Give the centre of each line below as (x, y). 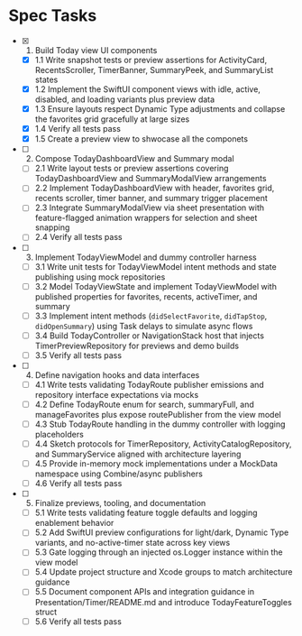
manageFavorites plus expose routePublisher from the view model (158, 414)
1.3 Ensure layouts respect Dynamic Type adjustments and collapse (160, 109)
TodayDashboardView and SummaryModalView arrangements (151, 179)
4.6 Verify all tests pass (78, 484)
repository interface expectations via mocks (117, 394)
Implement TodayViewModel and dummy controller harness (146, 257)
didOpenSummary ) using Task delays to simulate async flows (144, 326)
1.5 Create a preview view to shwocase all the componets (142, 139)
